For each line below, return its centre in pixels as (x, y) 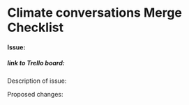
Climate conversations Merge (95, 13)
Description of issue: (37, 81)
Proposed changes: (35, 94)
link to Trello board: (36, 63)
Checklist (36, 27)
